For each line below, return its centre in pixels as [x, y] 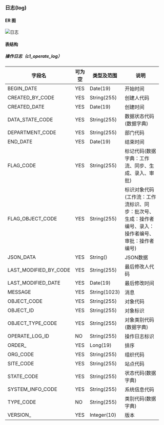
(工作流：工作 [140, 197]
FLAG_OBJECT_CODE [32, 219]
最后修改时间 [140, 283]
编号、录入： [140, 226]
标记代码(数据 [140, 151]
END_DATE [20, 141]
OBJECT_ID [21, 310]
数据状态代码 [140, 116]
